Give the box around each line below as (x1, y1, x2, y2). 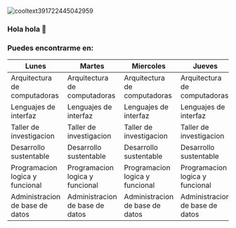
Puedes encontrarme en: (7, 43, 94, 53)
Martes (79, 61, 105, 71)
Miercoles (131, 61, 166, 71)
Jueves (192, 61, 218, 71)
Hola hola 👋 (7, 24, 47, 34)
